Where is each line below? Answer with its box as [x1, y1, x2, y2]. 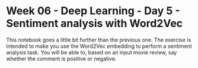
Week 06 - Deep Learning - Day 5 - [6, 4, 180, 18]
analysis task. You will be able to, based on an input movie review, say [6, 48, 177, 56]
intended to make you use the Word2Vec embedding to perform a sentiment [6, 43, 192, 50]
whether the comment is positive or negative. [6, 55, 117, 62]
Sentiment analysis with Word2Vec [6, 17, 183, 30]
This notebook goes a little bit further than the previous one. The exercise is [6, 36, 191, 43]
